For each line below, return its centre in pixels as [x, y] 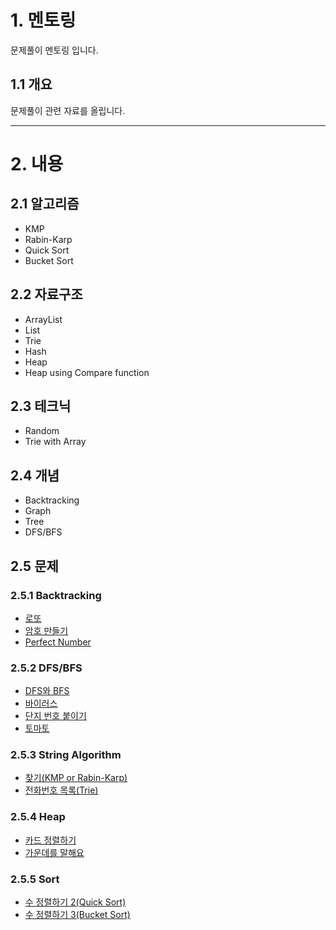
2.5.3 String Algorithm [66, 755]
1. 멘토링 [43, 20]
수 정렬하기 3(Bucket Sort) [77, 915]
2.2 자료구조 [46, 294]
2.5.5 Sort [35, 879]
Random [42, 431]
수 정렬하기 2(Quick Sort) [75, 902]
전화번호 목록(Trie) [61, 790]
